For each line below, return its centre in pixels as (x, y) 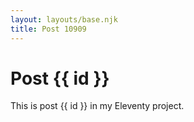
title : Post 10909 (48, 29)
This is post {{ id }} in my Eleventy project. (97, 106)
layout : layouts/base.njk (64, 19)
